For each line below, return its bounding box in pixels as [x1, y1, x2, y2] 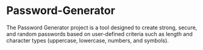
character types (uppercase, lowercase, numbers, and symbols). [6, 37, 169, 44]
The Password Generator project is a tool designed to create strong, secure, [6, 24, 198, 31]
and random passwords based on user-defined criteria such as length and [6, 30, 193, 37]
